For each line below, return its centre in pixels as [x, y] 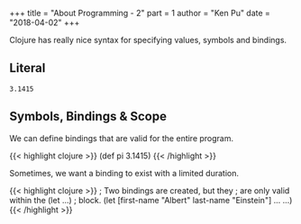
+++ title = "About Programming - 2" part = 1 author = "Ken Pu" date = [140, 13]
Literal [27, 68]
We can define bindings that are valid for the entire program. [122, 138]
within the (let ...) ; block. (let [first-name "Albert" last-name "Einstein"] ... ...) [151, 200]
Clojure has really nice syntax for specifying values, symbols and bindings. [148, 40]
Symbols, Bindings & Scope [88, 116]
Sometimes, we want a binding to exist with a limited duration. [124, 173]
